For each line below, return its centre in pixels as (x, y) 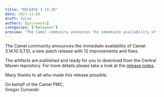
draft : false (18, 18)
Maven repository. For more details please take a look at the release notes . (80, 65)
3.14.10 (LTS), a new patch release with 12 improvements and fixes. (72, 51)
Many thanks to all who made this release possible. (56, 75)
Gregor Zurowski (22, 89)
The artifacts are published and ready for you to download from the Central (81, 60)
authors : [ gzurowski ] (27, 23)
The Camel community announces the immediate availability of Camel (75, 46)
